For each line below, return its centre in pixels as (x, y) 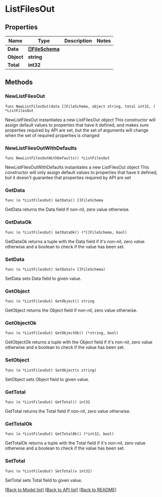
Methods (19, 82)
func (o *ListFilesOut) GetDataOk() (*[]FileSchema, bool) (66, 232)
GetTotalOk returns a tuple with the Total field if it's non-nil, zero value (75, 443)
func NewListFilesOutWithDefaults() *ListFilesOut (57, 158)
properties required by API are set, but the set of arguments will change (77, 130)
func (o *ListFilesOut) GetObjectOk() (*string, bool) (62, 333)
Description (78, 41)
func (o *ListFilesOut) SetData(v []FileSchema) (55, 269)
